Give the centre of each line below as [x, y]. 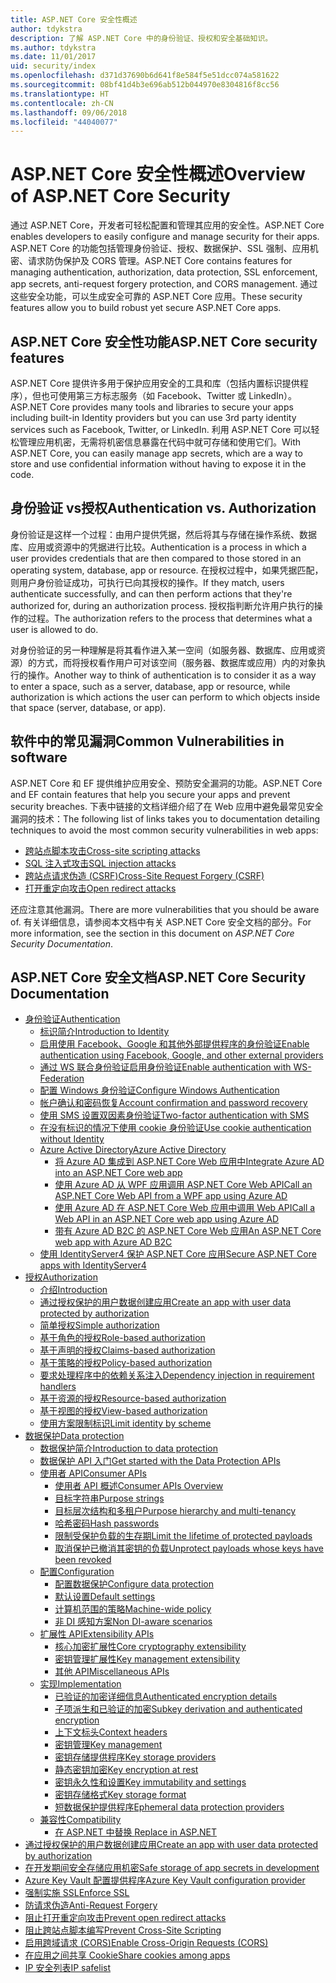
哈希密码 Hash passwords [107, 1523]
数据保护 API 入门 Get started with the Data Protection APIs [160, 1461]
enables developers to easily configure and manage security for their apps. [165, 237]
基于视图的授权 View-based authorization [123, 1411]
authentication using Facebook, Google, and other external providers [181, 1055]
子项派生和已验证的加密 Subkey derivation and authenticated [178, 1709]
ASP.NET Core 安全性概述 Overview [158, 174]
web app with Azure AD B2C [113, 1242]
